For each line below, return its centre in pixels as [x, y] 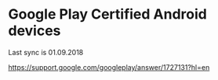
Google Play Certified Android [108, 14]
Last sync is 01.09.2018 [46, 52]
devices [35, 31]
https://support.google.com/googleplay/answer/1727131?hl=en [109, 67]
